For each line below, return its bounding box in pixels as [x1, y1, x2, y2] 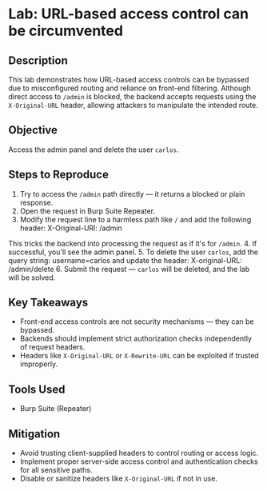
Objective [8, 123, 58, 137]
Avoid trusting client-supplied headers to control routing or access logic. [19, 449, 259, 458]
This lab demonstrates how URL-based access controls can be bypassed [8, 75, 249, 84]
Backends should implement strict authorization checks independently [19, 333, 253, 344]
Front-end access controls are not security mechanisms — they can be [19, 317, 254, 326]
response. [19, 198, 54, 207]
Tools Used [8, 382, 66, 396]
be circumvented [8, 22, 124, 40]
